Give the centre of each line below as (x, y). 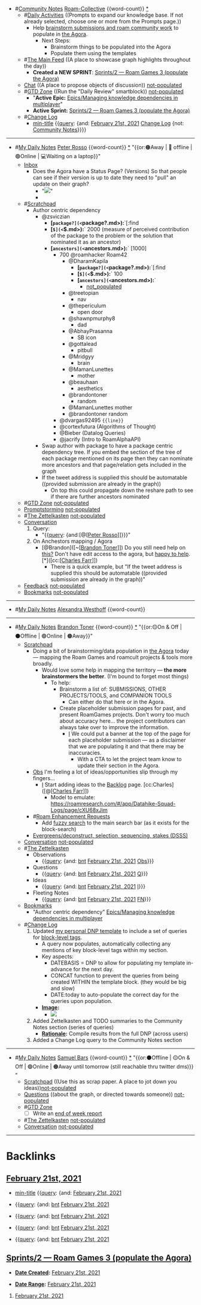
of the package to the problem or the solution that (112, 235)
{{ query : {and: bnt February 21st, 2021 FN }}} (96, 899)
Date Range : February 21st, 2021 (55, 1284)
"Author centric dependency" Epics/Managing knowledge (104, 912)
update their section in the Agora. (119, 765)
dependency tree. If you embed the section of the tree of (112, 452)
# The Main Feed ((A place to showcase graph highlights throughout (107, 60)
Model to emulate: (73, 797)
